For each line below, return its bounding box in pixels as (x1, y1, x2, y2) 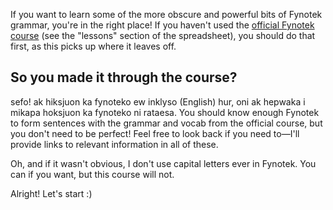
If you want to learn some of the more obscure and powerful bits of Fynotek (10, 9, 323, 20)
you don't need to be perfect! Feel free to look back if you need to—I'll (10, 127, 300, 139)
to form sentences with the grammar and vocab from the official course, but (10, 117, 323, 129)
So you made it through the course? (10, 69, 238, 86)
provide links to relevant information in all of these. (10, 138, 219, 150)
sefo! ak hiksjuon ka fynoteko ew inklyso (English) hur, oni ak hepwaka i (10, 95, 306, 108)
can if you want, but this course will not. (10, 168, 175, 180)
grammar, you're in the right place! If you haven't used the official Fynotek (10, 19, 315, 31)
